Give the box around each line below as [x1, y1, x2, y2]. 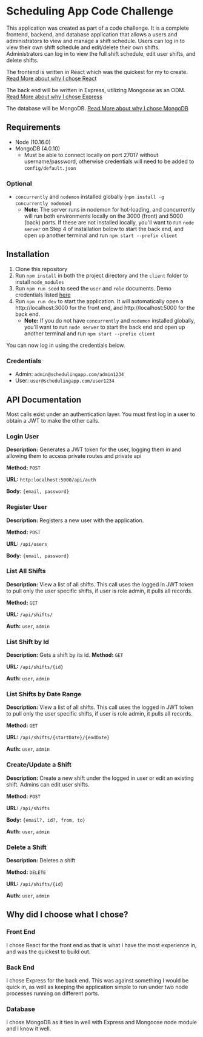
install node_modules [15, 278, 64, 286]
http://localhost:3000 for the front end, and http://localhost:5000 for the [15, 304, 195, 311]
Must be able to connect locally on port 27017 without [24, 151, 159, 158]
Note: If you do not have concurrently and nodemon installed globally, [24, 317, 196, 324]
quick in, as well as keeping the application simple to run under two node [6, 984, 188, 991]
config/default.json [24, 165, 76, 171]
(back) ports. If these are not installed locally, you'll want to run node [24, 219, 195, 226]
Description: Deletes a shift [6, 857, 76, 864]
